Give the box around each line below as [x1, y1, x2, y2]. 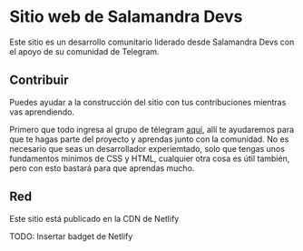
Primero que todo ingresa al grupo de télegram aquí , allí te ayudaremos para [9, 124, 295, 135]
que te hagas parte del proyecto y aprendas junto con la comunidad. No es [9, 134, 289, 145]
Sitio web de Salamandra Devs [9, 6, 243, 27]
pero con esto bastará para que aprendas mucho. [9, 162, 195, 174]
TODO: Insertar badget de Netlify [9, 230, 133, 242]
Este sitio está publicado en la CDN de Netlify [9, 213, 180, 224]
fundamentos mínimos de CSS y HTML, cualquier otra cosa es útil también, [9, 153, 290, 164]
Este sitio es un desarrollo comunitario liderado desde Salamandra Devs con [9, 36, 295, 47]
